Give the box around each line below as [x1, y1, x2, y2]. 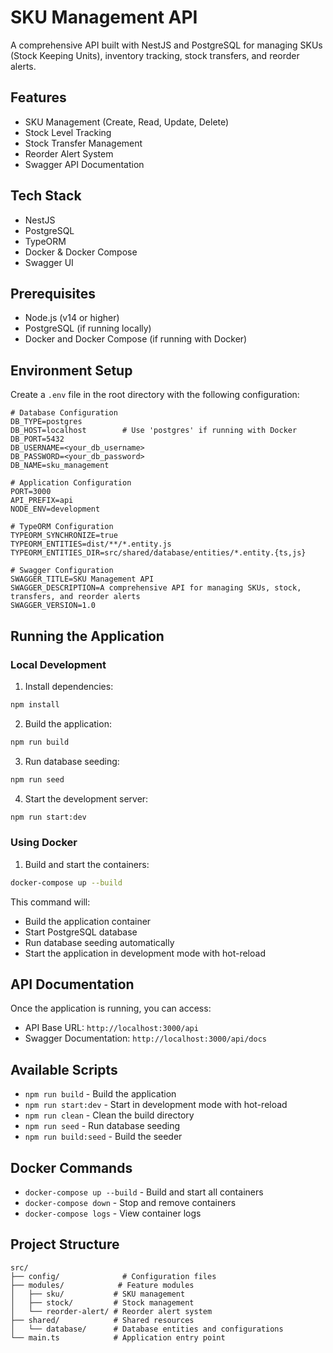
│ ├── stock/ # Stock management [10, 1297, 195, 1308]
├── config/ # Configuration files [10, 1271, 217, 1281]
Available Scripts [10, 1061, 118, 1078]
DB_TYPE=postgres [10, 417, 83, 427]
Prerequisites [10, 285, 96, 302]
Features [10, 89, 67, 106]
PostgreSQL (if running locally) [24, 322, 152, 335]
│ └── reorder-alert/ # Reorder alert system [10, 1306, 213, 1316]
